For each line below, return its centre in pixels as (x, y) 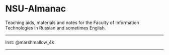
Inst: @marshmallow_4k (30, 42)
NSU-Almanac (36, 9)
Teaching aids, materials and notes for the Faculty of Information (72, 22)
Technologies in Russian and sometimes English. (56, 27)
